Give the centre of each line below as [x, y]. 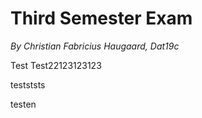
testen [23, 104]
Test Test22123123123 [56, 65]
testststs [28, 84]
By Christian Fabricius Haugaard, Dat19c [95, 46]
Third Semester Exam [101, 18]
